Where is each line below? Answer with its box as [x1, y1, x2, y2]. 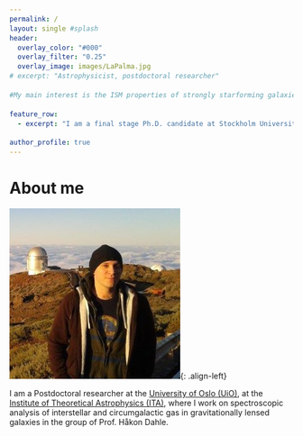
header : [9, 33, 39, 42]
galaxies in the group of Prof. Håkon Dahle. [9, 416, 169, 427]
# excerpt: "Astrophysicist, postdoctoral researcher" [9, 72, 220, 81]
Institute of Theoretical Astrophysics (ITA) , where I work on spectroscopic [9, 397, 284, 408]
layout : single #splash [9, 23, 99, 33]
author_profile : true [9, 138, 91, 148]
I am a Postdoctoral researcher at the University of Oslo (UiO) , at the [9, 387, 263, 398]
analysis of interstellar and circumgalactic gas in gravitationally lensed [9, 406, 271, 418]
